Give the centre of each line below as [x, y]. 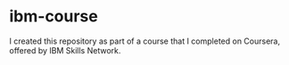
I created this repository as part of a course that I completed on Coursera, [145, 41]
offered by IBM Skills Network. [65, 50]
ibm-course [54, 16]
